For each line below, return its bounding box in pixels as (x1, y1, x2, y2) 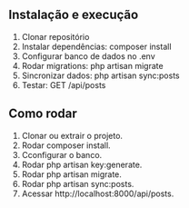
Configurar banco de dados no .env (21, 50, 155, 62)
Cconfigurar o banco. (21, 149, 103, 160)
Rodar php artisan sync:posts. (21, 178, 134, 189)
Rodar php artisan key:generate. (21, 159, 143, 170)
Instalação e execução (8, 7, 139, 23)
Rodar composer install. (21, 140, 111, 151)
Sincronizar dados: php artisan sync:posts (21, 70, 180, 81)
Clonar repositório (21, 31, 90, 42)
